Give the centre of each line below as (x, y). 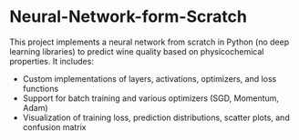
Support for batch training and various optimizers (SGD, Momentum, (151, 98)
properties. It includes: (52, 61)
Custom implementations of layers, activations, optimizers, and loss (149, 78)
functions (41, 88)
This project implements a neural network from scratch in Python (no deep (149, 42)
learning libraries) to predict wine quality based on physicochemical (137, 51)
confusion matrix (54, 127)
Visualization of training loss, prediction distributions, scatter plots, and (156, 117)
